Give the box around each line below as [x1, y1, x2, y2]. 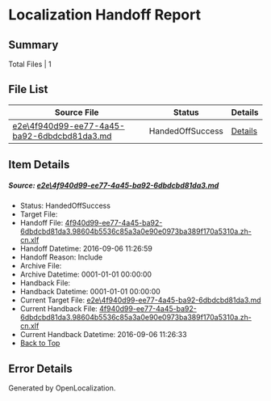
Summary [8, 38, 59, 52]
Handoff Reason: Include [19, 252, 103, 262]
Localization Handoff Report [8, 6, 202, 24]
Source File [54, 107, 99, 118]
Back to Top [19, 338, 60, 348]
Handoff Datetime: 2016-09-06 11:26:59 [19, 244, 153, 254]
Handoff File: [19, 218, 64, 228]
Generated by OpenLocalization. [8, 382, 116, 393]
